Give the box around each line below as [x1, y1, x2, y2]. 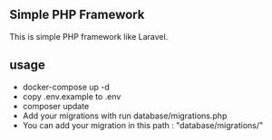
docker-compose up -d [22, 81, 111, 92]
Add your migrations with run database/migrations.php [22, 110, 228, 121]
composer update [22, 100, 90, 111]
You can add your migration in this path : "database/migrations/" [22, 119, 264, 130]
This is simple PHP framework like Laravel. [9, 31, 169, 42]
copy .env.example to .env [22, 90, 121, 102]
